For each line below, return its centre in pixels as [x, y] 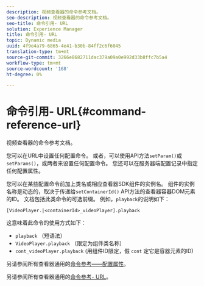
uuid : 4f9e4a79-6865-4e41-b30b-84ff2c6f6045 [64, 46]
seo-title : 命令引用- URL [37, 23]
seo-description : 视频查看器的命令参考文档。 [59, 18]
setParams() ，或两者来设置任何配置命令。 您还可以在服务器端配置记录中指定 [102, 163]
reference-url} [44, 125]
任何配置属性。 [25, 171]
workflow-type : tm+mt [34, 63]
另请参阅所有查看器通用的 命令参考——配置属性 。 [68, 264]
